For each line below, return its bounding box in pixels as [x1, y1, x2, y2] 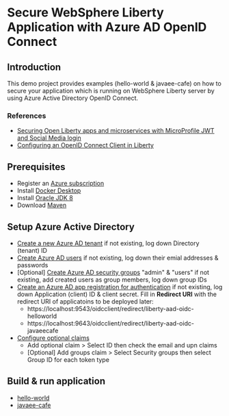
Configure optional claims [16, 334, 90, 342]
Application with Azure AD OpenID [7, 19, 207, 35]
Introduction [7, 61, 62, 73]
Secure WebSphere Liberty [7, 5, 164, 21]
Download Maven [16, 201, 67, 210]
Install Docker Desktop [16, 186, 81, 195]
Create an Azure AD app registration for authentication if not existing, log [16, 282, 223, 291]
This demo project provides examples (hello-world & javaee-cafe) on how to [7, 79, 222, 87]
